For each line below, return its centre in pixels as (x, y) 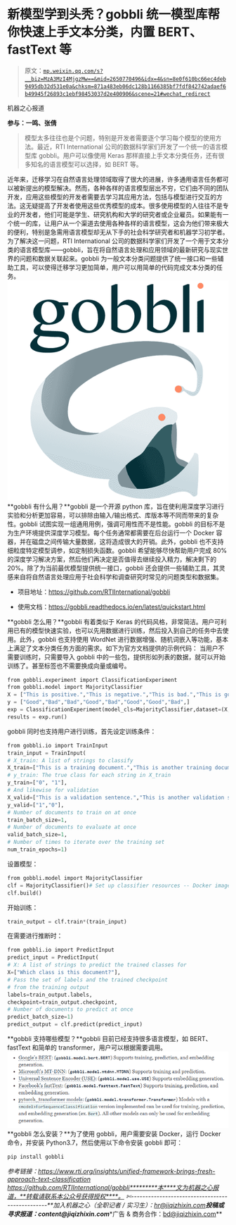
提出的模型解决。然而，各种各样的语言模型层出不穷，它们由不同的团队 (127, 188)
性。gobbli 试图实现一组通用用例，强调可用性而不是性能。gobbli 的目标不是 (116, 524)
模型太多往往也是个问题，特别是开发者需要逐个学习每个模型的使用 (120, 137)
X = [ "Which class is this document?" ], (64, 973)
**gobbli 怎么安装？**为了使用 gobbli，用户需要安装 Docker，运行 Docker (114, 1133)
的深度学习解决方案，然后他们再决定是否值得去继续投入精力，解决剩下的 (112, 559)
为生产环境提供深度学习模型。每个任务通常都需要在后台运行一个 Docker (111, 533)
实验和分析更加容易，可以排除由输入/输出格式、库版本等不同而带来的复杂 (113, 515)
